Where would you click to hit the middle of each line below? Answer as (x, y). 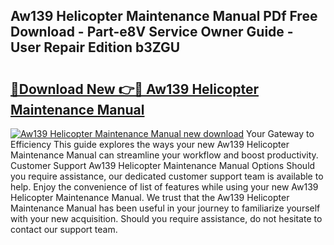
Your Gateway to (280, 133)
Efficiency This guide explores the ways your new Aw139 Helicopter (150, 144)
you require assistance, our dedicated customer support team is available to (167, 176)
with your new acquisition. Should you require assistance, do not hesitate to (166, 218)
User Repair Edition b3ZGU (95, 47)
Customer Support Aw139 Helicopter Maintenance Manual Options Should (163, 165)
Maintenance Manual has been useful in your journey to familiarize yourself (165, 208)
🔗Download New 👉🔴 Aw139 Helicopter (134, 89)
